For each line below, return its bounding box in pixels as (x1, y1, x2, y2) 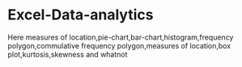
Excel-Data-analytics (7, 6, 154, 24)
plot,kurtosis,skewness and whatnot (7, 49, 128, 59)
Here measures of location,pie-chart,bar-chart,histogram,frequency (7, 32, 234, 42)
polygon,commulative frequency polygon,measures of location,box (7, 40, 231, 50)
